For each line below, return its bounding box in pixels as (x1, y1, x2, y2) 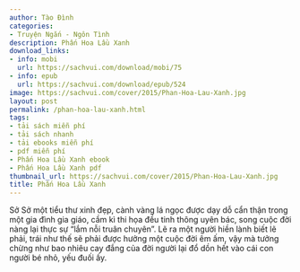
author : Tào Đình (9, 13, 74, 22)
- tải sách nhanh (9, 130, 74, 139)
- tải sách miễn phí (9, 122, 87, 131)
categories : (9, 22, 54, 31)
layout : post (9, 96, 58, 106)
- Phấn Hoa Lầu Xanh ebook (9, 154, 110, 164)
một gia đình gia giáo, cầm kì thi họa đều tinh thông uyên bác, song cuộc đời (9, 215, 292, 225)
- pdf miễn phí (9, 146, 66, 155)
